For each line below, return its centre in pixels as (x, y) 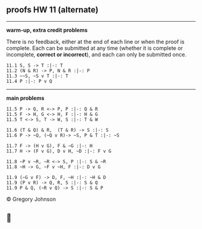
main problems (26, 98)
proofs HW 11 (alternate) (52, 10)
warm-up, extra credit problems (47, 30)
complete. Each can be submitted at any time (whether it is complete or (95, 48)
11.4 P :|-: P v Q (29, 81)
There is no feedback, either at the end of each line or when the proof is (95, 41)
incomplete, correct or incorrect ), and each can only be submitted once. (96, 54)
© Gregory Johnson (31, 199)
